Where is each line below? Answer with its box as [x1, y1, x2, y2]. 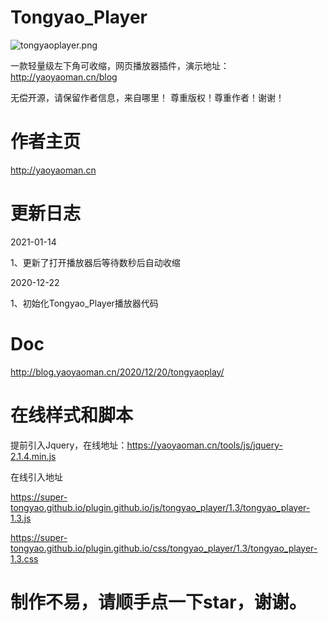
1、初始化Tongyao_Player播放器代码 [10, 297, 159, 309]
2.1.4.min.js [10, 450, 57, 462]
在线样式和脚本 [10, 404, 134, 426]
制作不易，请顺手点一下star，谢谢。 [10, 591, 307, 613]
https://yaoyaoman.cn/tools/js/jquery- [126, 439, 284, 451]
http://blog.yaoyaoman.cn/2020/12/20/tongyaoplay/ [10, 366, 225, 378]
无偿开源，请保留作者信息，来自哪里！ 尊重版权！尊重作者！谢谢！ [10, 91, 285, 103]
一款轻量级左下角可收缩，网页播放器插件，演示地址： [10, 59, 230, 71]
